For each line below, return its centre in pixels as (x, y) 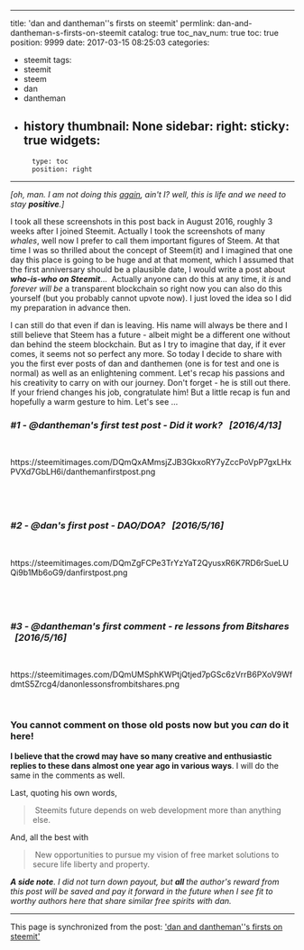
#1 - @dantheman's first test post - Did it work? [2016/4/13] (146, 425)
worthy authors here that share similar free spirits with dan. (121, 900)
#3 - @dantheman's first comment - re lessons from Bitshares (150, 626)
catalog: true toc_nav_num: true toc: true (203, 33)
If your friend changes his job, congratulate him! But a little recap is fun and (151, 392)
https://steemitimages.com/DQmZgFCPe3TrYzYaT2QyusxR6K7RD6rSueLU (150, 562)
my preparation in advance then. (71, 307)
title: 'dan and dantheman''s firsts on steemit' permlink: (113, 23)
